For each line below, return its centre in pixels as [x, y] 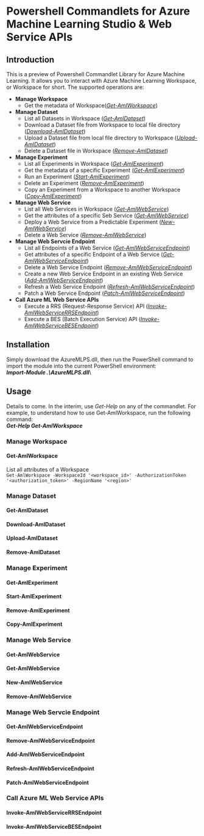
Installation [28, 345]
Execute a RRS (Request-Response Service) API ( [86, 306]
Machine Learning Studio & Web [89, 24]
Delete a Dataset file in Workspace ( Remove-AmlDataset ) [96, 151]
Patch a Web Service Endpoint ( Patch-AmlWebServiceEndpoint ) [104, 293]
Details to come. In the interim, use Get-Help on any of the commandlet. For [101, 406]
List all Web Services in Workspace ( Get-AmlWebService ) [97, 209]
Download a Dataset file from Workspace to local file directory [102, 125]
